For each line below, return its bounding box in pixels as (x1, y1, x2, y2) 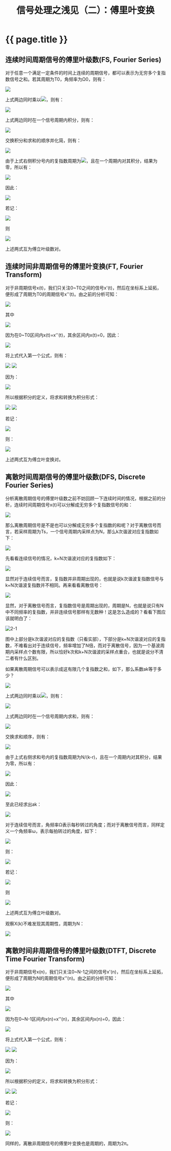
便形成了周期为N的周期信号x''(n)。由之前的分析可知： (5, 975, 118, 982)
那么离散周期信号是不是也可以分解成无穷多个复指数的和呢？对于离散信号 (5, 522, 157, 528)
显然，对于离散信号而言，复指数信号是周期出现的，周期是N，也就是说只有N (5, 602, 164, 608)
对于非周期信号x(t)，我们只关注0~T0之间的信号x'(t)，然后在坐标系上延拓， (5, 284, 162, 291)
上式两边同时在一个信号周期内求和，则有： (5, 713, 95, 719)
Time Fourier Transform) (5, 955, 85, 964)
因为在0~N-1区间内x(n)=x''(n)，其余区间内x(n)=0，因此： (5, 1016, 126, 1022)
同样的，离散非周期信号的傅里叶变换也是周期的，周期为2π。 (5, 1140, 131, 1146)
